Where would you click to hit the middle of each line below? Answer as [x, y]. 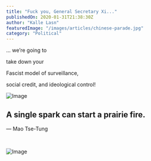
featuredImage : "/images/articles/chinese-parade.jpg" [75, 28]
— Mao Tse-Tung [27, 129]
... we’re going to [27, 50]
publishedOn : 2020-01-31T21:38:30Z [50, 17]
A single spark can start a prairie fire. [76, 115]
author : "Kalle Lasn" [33, 22]
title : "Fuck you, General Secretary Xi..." [62, 11]
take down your [25, 62]
